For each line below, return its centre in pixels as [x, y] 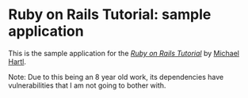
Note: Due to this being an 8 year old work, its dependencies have [116, 77]
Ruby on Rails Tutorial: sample [110, 15]
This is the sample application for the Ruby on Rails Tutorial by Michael [124, 53]
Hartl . [17, 62]
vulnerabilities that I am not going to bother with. [87, 85]
